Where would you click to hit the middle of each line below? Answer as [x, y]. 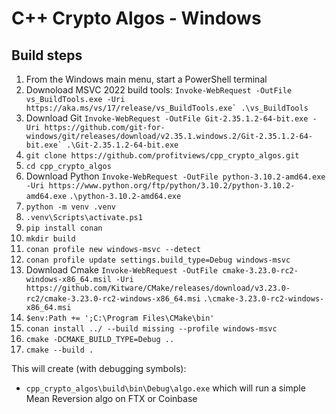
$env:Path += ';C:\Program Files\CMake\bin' [120, 318]
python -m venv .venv [70, 207]
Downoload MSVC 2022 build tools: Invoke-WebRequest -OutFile [159, 90]
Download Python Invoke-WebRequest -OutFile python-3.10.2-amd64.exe [175, 176]
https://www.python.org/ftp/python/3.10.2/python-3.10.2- [172, 186]
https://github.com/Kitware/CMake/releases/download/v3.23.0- [158, 288]
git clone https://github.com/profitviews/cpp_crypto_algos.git [162, 156]
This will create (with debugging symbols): [99, 368]
